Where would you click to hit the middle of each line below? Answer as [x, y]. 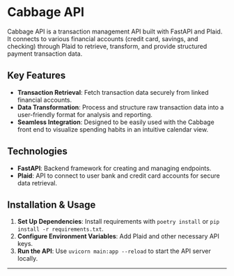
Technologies [38, 152]
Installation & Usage [52, 205]
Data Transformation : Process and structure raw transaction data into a [120, 107]
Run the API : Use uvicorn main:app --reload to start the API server [114, 251]
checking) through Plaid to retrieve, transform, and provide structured [107, 46]
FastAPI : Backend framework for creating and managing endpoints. [114, 168]
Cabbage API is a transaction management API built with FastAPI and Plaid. [115, 31]
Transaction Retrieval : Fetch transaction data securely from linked [113, 92]
